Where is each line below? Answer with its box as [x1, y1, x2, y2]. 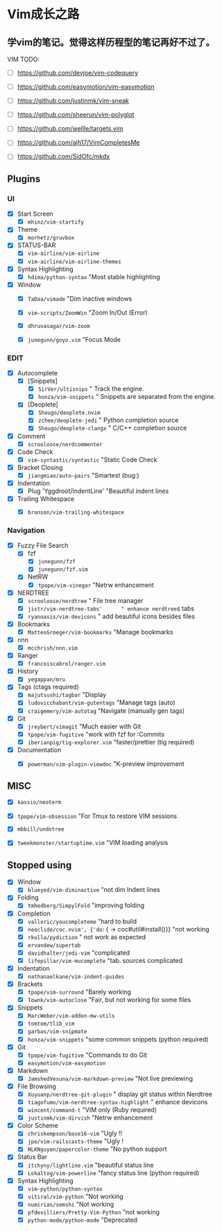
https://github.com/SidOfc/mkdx [17, 152, 110, 161]
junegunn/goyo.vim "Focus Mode [27, 335, 121, 343]
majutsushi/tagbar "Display [27, 691, 107, 699]
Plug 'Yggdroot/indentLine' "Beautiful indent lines [27, 487, 169, 495]
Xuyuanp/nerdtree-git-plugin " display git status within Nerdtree [27, 1090, 213, 1098]
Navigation [7, 525, 45, 535]
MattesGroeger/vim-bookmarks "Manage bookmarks [27, 627, 173, 636]
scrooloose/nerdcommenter [27, 441, 103, 448]
